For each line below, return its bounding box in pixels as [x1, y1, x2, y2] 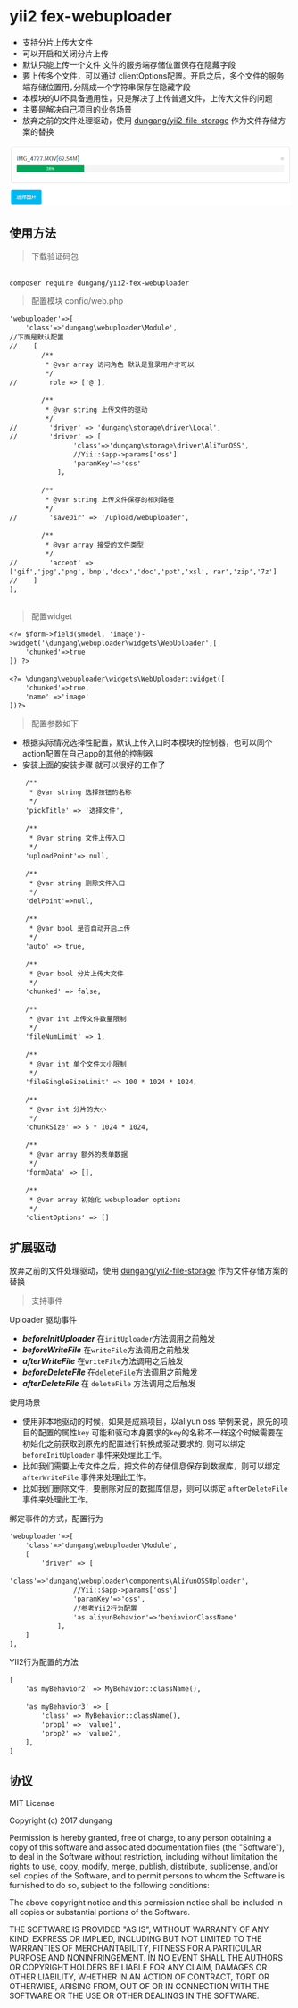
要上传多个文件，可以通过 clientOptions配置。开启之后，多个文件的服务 [21, 70, 285, 81]
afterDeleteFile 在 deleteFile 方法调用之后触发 [21, 1378, 196, 1389]
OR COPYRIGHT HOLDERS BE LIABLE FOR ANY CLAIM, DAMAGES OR [9, 1962, 268, 1972]
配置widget [30, 611, 73, 622]
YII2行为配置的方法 [9, 1657, 79, 1668]
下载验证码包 [30, 251, 79, 262]
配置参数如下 [30, 718, 79, 729]
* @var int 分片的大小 [29, 1105, 107, 1114]
